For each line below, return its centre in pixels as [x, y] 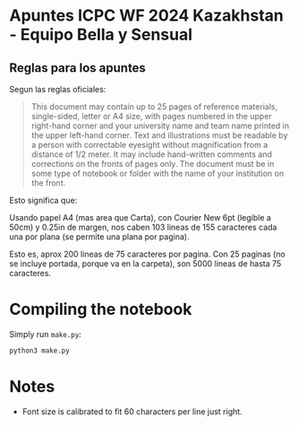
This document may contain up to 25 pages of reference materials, [154, 107]
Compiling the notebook [101, 309]
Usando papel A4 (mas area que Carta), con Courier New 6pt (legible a [140, 217]
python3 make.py [39, 351]
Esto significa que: [43, 200]
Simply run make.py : [46, 334]
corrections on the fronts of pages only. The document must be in [153, 164]
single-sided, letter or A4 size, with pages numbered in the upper [152, 116]
